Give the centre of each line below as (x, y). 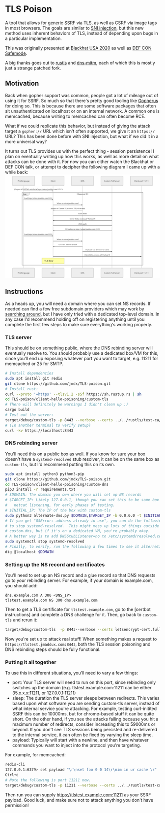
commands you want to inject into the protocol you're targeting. (77, 745)
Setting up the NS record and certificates (55, 564)
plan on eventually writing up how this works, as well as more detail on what (82, 156)
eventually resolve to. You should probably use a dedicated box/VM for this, (82, 353)
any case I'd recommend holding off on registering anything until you (75, 319)
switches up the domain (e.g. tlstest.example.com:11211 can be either (82, 688)
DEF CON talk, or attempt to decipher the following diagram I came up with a (82, 167)
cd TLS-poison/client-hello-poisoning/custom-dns (57, 484)
